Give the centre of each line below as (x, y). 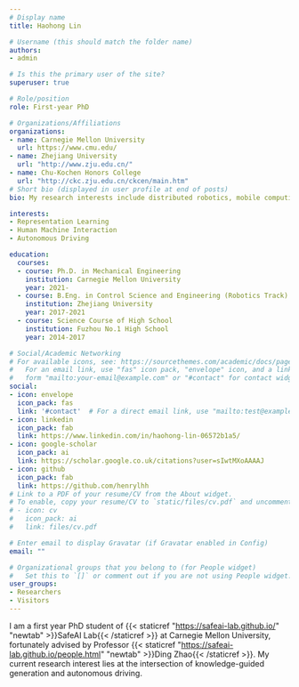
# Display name (37, 17)
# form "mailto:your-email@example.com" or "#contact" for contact (141, 378)
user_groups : (33, 584)
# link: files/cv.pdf (53, 527)
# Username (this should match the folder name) (101, 42)
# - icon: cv (33, 511)
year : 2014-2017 (56, 337)
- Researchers (36, 593)
